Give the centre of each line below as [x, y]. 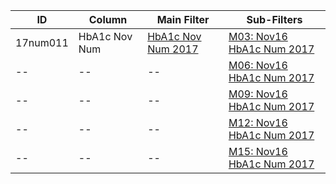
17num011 [42, 42]
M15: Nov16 [258, 151]
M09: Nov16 [258, 94]
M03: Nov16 [258, 36]
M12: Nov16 [258, 122]
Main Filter [183, 19]
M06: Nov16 [258, 65]
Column [108, 19]
